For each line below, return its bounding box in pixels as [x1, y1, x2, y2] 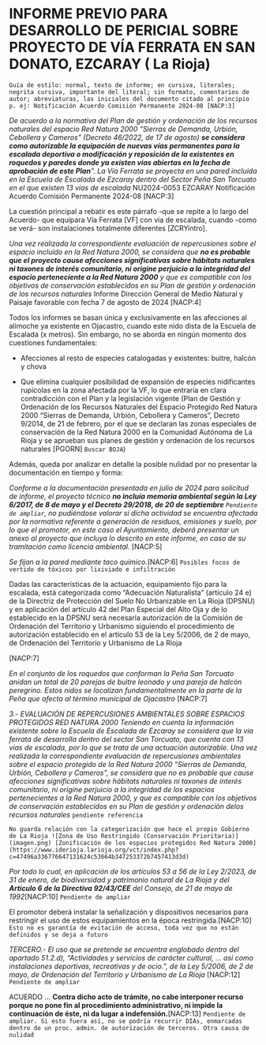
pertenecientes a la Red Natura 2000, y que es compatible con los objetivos [9, 793, 257, 803]
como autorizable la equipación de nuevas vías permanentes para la [9, 141, 240, 150]
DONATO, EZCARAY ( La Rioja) [9, 55, 211, 73]
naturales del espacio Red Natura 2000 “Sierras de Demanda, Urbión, [9, 124, 238, 133]
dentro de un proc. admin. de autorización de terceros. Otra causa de [9, 1024, 249, 1032]
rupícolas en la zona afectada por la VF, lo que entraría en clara [20, 385, 227, 395]
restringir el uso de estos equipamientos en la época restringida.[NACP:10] [9, 915, 252, 925]
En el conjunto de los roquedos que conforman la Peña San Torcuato [9, 668, 234, 678]
